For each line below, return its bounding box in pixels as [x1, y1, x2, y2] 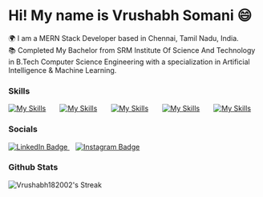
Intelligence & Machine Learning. [8, 65, 117, 74]
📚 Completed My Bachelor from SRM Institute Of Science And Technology [8, 45, 256, 54]
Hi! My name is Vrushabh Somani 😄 [8, 6, 253, 25]
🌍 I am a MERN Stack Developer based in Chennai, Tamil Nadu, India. [8, 33, 239, 42]
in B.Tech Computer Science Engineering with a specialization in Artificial [8, 57, 250, 66]
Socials [8, 123, 38, 135]
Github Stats [8, 162, 59, 173]
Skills [8, 85, 30, 96]
